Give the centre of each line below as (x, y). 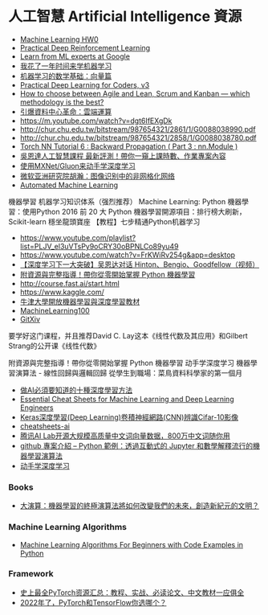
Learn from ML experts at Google (75, 56)
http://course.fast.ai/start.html (70, 283)
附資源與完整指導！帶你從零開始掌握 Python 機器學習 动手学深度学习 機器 (130, 363)
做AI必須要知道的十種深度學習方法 (76, 390)
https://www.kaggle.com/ (62, 292)
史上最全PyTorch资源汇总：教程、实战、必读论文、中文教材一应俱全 (132, 592)
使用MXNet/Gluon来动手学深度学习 (78, 166)
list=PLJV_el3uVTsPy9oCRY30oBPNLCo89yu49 (99, 246)
